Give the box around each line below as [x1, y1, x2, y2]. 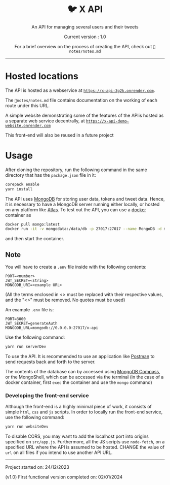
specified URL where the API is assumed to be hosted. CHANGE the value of [5, 444, 165, 450]
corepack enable [5, 182, 39, 187]
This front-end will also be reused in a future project [5, 132, 114, 138]
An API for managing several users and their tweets [31, 23, 139, 30]
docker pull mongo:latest [5, 221, 60, 227]
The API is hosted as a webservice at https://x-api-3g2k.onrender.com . [5, 87, 155, 93]
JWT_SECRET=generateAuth [5, 321, 58, 326]
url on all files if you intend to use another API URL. [5, 449, 113, 456]
